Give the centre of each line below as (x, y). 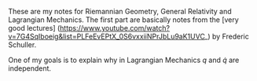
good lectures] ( (34, 28)
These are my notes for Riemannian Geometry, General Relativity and (120, 11)
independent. (30, 68)
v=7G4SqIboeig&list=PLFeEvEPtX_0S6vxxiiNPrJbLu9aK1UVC (106, 36)
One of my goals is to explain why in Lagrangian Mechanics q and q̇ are (124, 60)
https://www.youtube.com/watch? (115, 28)
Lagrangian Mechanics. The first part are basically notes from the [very (124, 20)
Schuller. (22, 45)
